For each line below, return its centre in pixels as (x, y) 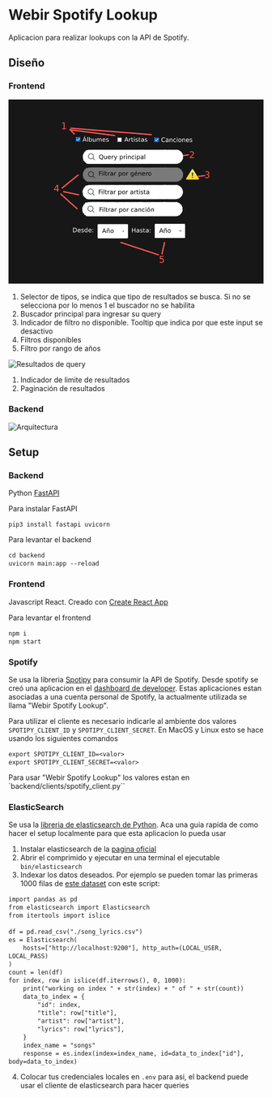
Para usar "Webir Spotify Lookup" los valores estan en (99, 777)
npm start (25, 642)
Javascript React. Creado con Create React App (88, 601)
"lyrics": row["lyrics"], (81, 1029)
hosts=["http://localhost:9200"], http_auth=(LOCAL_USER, (123, 948)
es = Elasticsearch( (43, 940)
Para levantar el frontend (50, 618)
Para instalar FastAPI (43, 509)
